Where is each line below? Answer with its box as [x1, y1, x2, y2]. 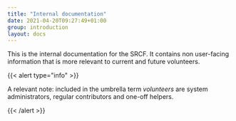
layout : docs [7, 30, 46, 38]
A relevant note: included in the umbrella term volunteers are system [7, 85, 208, 93]
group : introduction [7, 23, 69, 31]
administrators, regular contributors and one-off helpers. [7, 93, 174, 101]
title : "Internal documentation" [7, 10, 107, 18]
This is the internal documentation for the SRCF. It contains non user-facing [7, 50, 230, 58]
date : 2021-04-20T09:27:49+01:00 [7, 17, 107, 24]
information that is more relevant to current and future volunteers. [7, 58, 200, 66]
